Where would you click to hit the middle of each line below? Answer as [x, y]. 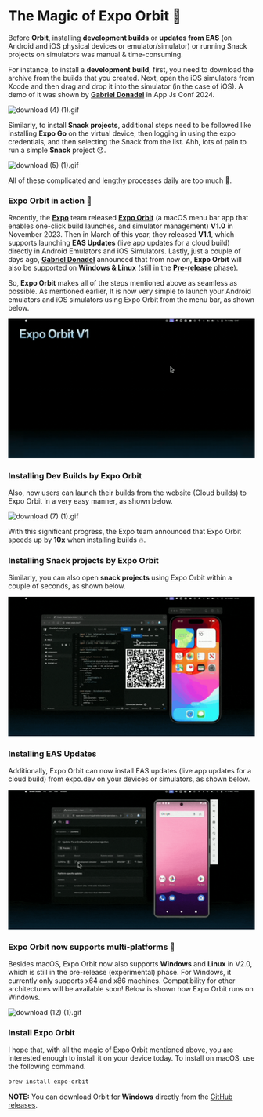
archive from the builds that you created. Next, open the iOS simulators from [131, 78]
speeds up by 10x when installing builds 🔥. [77, 540]
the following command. [47, 1067]
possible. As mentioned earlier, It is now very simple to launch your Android [130, 291]
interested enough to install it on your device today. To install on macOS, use [131, 1058]
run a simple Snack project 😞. [57, 150]
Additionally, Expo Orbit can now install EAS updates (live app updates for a [130, 771]
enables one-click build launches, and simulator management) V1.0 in [121, 226]
